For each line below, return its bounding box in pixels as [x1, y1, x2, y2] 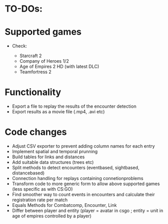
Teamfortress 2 [19, 69, 51, 75]
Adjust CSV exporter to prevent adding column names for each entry [12, 143, 155, 149]
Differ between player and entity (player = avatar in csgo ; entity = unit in [12, 208, 163, 213]
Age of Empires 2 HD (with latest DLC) [19, 64, 99, 70]
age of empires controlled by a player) [12, 213, 92, 219]
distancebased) [12, 170, 45, 176]
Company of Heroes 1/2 [19, 58, 69, 64]
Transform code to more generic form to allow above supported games [12, 181, 160, 187]
